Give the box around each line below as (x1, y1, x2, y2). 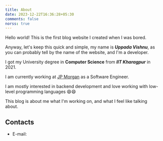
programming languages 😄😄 (15, 89, 76, 94)
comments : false (5, 16, 39, 21)
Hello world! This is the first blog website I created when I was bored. (5, 35, 147, 41)
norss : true (5, 21, 30, 26)
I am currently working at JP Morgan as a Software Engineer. (5, 74, 129, 80)
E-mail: (12, 131, 27, 137)
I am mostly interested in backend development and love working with (5, 84, 148, 90)
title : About (5, 7, 32, 12)
